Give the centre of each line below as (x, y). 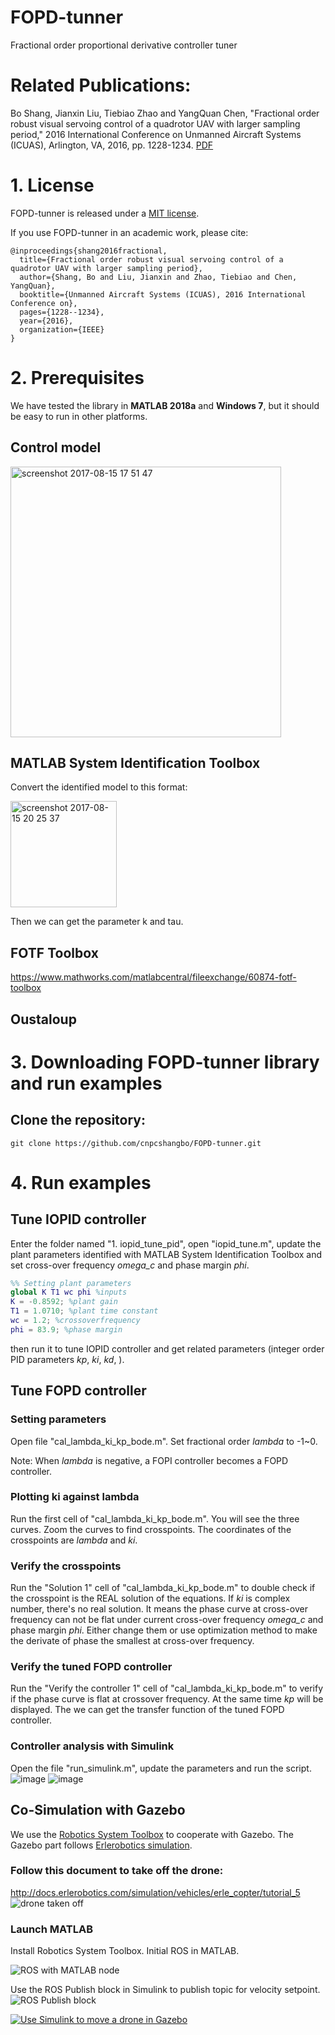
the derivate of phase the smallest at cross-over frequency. (132, 1641)
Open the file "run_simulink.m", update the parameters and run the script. (161, 1768)
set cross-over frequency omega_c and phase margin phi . (130, 1265)
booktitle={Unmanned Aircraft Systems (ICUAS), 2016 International (163, 294)
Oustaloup (43, 1019)
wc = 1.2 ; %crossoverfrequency (75, 1321)
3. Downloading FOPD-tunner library (165, 1062)
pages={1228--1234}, (62, 312)
